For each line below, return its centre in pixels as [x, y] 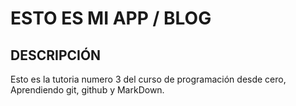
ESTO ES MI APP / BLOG [111, 18]
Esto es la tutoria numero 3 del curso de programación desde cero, [148, 79]
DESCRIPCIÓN [56, 55]
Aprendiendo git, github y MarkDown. [87, 90]
